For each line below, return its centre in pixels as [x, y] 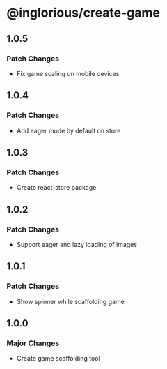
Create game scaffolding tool [58, 359]
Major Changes [33, 343]
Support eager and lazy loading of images [77, 244]
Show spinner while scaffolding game [70, 301]
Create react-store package [56, 188]
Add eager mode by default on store [69, 130]
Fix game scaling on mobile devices [68, 73]
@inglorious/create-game [83, 13]
